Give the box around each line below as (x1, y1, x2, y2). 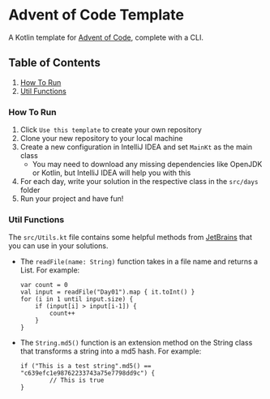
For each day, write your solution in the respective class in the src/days (19, 177, 259, 187)
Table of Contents (8, 56, 101, 70)
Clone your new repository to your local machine (19, 134, 183, 144)
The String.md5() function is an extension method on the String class (19, 338, 253, 348)
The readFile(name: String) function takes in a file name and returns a (19, 257, 258, 267)
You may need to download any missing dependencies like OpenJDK (32, 160, 263, 169)
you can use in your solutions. (8, 241, 109, 251)
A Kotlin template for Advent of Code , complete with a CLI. (8, 32, 204, 42)
